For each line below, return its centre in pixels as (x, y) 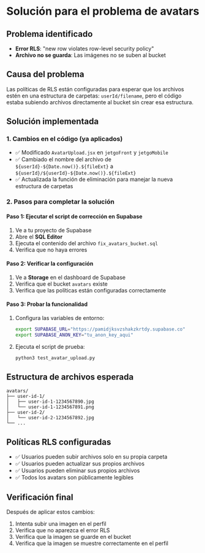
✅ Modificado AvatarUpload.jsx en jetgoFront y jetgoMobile (92, 152)
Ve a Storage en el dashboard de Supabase (70, 277)
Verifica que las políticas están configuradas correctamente (91, 290)
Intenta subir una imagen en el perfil (61, 524)
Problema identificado (50, 34)
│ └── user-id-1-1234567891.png (50, 407)
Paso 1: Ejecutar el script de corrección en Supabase (74, 216)
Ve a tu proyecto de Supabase (53, 230)
